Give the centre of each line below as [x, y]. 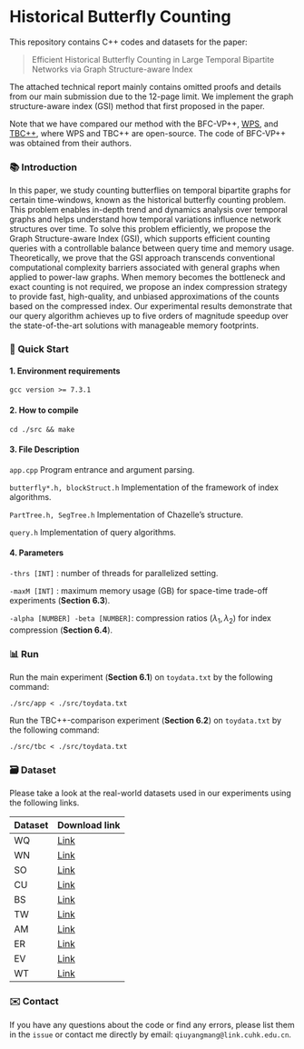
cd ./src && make [42, 429]
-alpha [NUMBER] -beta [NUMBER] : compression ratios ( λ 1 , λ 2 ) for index [141, 619]
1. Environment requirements [65, 371]
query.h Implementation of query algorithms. [93, 532]
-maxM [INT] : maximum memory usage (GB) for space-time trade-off [139, 590]
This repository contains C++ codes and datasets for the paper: [128, 42]
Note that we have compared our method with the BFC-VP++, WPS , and [144, 124]
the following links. [44, 803]
